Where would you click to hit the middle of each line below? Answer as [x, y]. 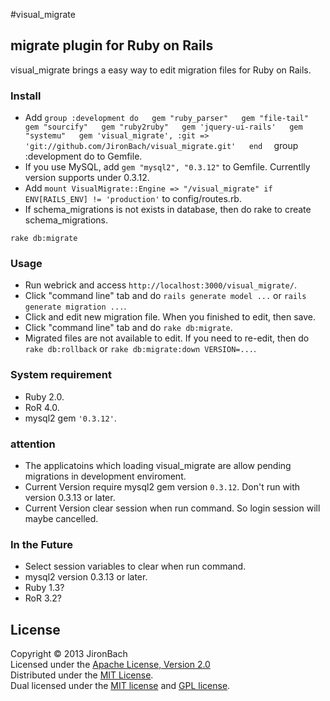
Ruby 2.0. [44, 396]
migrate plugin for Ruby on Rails [112, 45]
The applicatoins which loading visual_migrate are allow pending [158, 465]
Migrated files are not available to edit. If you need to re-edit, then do [167, 338]
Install [26, 96]
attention [33, 444]
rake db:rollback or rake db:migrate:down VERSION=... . [140, 349]
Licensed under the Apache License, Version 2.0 [110, 665]
